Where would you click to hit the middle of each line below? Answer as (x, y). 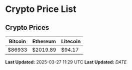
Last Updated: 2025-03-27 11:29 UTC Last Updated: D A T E (66, 62)
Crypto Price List (41, 9)
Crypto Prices (27, 28)
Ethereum (44, 41)
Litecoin (71, 41)
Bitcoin (17, 41)
